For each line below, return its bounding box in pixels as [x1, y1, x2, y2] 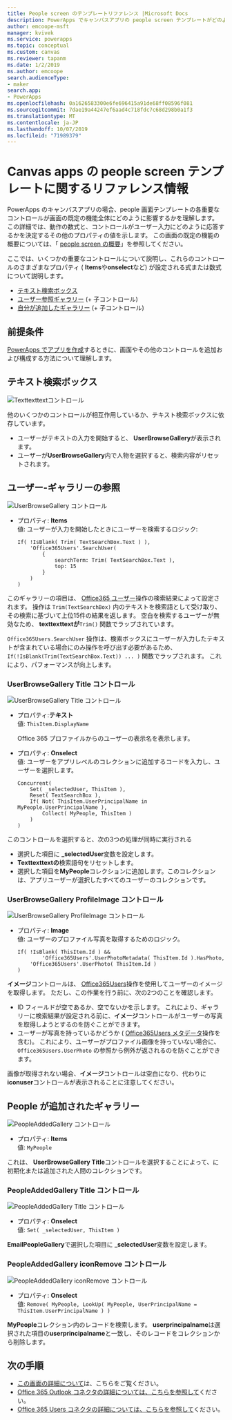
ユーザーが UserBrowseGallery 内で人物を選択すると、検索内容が [17, 451, 202, 459]
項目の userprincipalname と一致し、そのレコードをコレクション [30, 1329, 214, 1337]
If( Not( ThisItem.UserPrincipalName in [30, 798, 148, 805]
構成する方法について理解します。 [19, 354, 116, 362]
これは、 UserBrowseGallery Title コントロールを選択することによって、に [7, 1158, 220, 1167]
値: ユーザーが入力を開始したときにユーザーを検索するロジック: [17, 525, 198, 533]
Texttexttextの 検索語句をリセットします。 [17, 858, 137, 866]
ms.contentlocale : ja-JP [7, 119, 79, 126]
